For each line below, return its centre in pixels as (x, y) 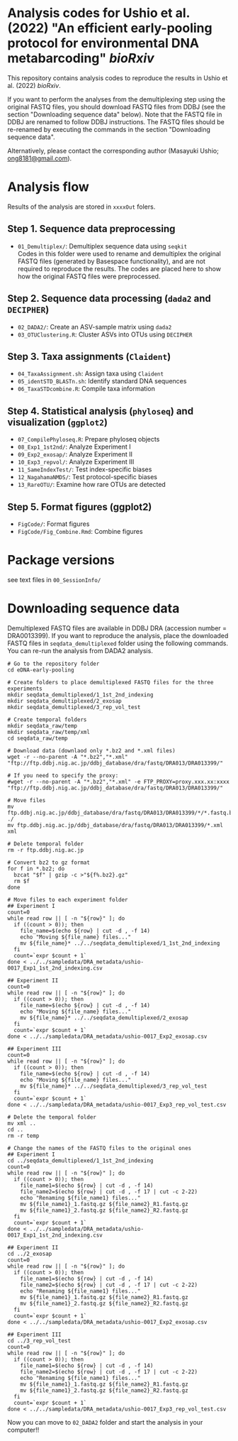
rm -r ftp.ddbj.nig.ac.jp (45, 850)
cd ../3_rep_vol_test (39, 1341)
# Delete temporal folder (45, 844)
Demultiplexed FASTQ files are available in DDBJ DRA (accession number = (117, 628)
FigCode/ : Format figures (53, 524)
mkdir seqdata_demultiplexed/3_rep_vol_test (74, 707)
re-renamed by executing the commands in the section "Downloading (109, 129)
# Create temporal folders (47, 719)
